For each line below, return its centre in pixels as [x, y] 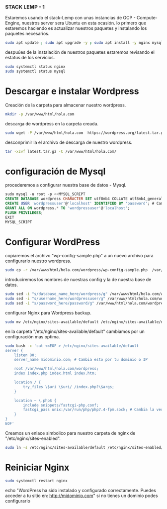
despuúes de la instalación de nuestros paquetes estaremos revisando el [80, 52]
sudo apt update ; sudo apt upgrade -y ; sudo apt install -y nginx [78, 43]
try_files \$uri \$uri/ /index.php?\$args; [69, 387]
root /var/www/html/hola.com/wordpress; [56, 369]
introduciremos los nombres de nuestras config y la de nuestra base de [78, 280]
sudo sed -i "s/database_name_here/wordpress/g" [56, 294]
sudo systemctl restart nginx [37, 481]
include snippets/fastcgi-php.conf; [61, 405]
